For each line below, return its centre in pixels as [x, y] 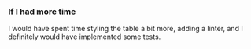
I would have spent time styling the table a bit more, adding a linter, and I [126, 29]
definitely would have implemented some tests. [85, 37]
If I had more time [42, 12]
